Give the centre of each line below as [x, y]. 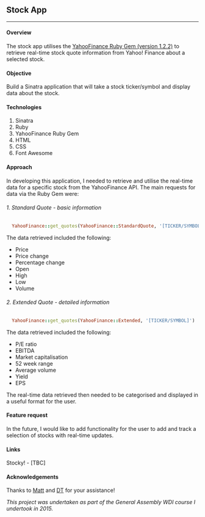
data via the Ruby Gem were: [43, 193]
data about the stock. [33, 93]
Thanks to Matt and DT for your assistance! [61, 490]
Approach [19, 167]
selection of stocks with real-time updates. [60, 435]
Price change [32, 256]
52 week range [34, 363]
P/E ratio [26, 344]
